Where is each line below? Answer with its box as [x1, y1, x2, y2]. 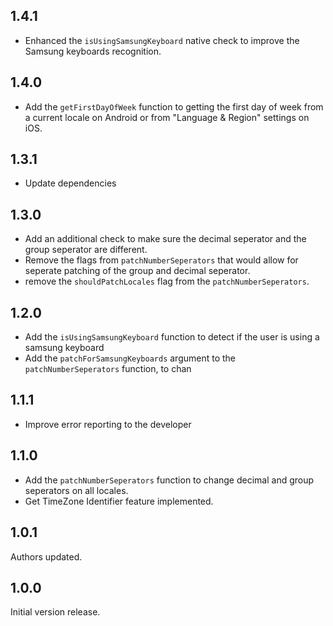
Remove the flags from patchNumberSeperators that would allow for [24, 254, 299, 266]
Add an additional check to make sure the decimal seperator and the [24, 233, 307, 245]
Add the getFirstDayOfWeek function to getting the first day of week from [24, 100, 324, 113]
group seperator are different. [24, 244, 148, 256]
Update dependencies [24, 177, 117, 189]
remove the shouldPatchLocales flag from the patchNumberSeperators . [24, 275, 310, 288]
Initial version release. [10, 606, 101, 618]
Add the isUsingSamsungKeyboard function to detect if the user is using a [24, 331, 320, 343]
